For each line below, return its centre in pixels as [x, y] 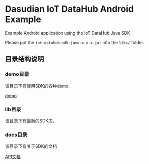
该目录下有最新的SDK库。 [31, 120]
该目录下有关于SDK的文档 [31, 146]
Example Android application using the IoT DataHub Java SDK [68, 33]
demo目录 [17, 74]
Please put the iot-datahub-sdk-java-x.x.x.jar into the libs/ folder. [74, 42]
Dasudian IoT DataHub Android [70, 9]
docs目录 [16, 135]
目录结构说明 [25, 59]
